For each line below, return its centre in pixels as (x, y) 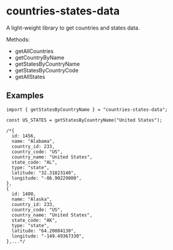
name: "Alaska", (32, 199)
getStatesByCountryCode (47, 70)
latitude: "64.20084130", (44, 231)
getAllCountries (34, 51)
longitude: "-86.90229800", (47, 178)
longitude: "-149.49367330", (48, 236)
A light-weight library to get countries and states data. (73, 28)
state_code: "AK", (35, 220)
